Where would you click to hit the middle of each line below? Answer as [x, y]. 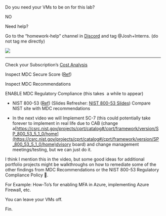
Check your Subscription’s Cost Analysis [46, 65]
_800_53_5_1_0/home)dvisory [42, 144]
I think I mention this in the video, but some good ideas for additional [75, 159]
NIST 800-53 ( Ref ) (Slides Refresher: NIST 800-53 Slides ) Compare [81, 103]
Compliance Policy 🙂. [27, 175]
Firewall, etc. [18, 190]
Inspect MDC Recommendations [38, 84]
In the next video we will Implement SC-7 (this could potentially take [81, 118]
